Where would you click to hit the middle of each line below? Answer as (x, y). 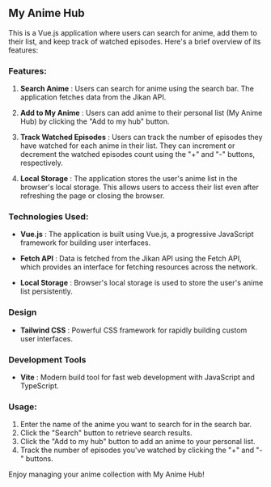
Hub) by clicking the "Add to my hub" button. (95, 121)
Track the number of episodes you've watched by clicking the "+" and (137, 450)
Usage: (23, 406)
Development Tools (47, 359)
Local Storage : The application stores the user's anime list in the (129, 179)
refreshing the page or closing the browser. (92, 196)
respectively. (41, 163)
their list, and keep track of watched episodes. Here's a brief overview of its (135, 41)
